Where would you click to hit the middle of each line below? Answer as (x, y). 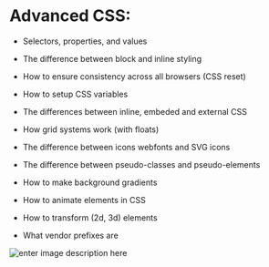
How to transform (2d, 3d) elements (90, 217)
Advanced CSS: (70, 16)
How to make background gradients (90, 182)
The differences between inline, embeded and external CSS (135, 111)
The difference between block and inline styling (112, 58)
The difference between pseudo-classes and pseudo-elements (141, 164)
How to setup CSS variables (75, 94)
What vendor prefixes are (70, 235)
